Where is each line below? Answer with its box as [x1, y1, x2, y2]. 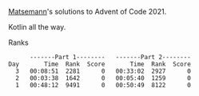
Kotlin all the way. [8, 22, 66, 31]
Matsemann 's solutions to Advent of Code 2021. [8, 7, 167, 16]
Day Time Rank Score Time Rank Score [8, 60, 192, 68]
